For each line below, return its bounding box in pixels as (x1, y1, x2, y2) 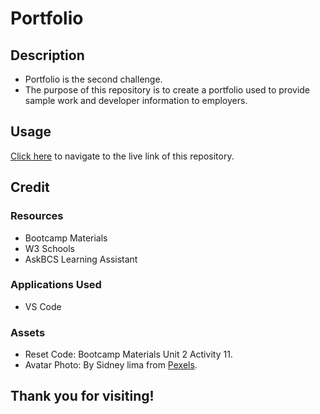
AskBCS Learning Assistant (24, 253, 138, 265)
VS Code (24, 300, 62, 312)
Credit (10, 179, 50, 196)
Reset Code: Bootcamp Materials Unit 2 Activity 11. (24, 348, 233, 361)
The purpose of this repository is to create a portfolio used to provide (24, 84, 311, 96)
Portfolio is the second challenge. (24, 73, 163, 85)
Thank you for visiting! (10, 388, 155, 405)
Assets (10, 325, 46, 339)
